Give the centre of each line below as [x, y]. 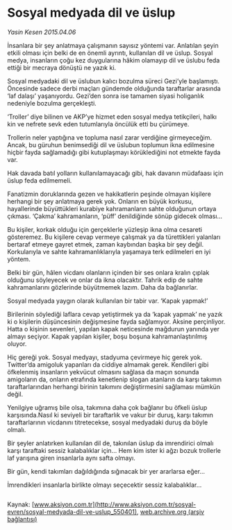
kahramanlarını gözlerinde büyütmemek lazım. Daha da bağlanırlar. [103, 287]
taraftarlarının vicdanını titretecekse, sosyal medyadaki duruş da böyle [108, 422]
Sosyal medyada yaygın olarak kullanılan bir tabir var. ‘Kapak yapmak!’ [108, 301]
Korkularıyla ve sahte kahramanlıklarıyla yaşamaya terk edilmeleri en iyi [109, 251]
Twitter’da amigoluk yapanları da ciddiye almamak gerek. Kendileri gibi [108, 364]
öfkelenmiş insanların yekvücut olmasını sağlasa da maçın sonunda [103, 372]
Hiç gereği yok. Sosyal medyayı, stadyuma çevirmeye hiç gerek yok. [105, 357]
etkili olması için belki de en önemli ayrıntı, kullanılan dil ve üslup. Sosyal [110, 53]
